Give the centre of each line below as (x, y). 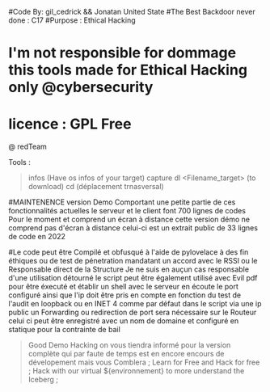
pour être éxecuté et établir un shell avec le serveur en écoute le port (123, 287)
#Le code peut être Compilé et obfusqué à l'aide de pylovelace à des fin (129, 252)
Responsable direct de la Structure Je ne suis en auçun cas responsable (129, 269)
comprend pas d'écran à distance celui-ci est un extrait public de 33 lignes (133, 228)
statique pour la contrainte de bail (65, 330)
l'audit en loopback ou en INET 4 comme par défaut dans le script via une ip (135, 304)
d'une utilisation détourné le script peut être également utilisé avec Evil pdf (133, 278)
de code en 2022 (37, 237)
